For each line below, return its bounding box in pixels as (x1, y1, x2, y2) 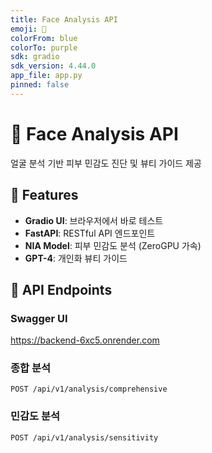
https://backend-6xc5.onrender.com (10, 334, 160, 346)
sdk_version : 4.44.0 (10, 61, 97, 71)
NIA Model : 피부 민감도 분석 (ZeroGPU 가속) (24, 239, 202, 251)
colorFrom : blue (10, 33, 78, 43)
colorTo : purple (10, 42, 78, 53)
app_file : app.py (10, 71, 83, 81)
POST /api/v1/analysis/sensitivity (10, 432, 159, 443)
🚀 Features (10, 187, 79, 204)
